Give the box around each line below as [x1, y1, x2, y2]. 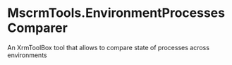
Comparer [7, 20, 68, 36]
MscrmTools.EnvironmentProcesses [7, 5, 226, 21]
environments [7, 51, 47, 59]
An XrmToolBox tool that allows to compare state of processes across [7, 43, 210, 52]
